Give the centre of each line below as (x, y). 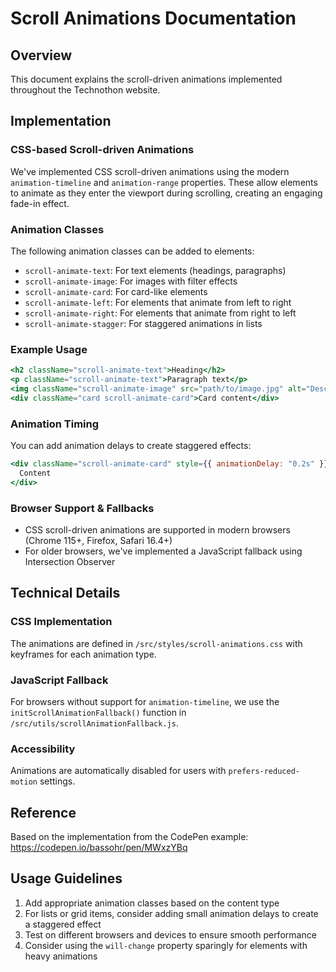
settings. (57, 781)
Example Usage (49, 349)
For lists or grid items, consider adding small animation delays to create (171, 913)
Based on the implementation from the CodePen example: (129, 837)
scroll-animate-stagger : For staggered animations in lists (143, 323)
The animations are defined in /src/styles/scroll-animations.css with (156, 643)
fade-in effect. (40, 203)
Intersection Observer (70, 561)
